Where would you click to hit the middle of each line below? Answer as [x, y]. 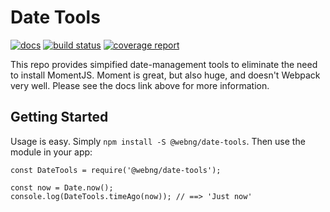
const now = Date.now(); [62, 187]
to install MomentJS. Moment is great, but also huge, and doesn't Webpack [165, 75]
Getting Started [59, 117]
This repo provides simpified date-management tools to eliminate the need [164, 64]
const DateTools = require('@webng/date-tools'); [116, 170]
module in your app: [51, 152]
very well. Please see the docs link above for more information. [140, 85]
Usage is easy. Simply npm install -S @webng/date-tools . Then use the [158, 141]
